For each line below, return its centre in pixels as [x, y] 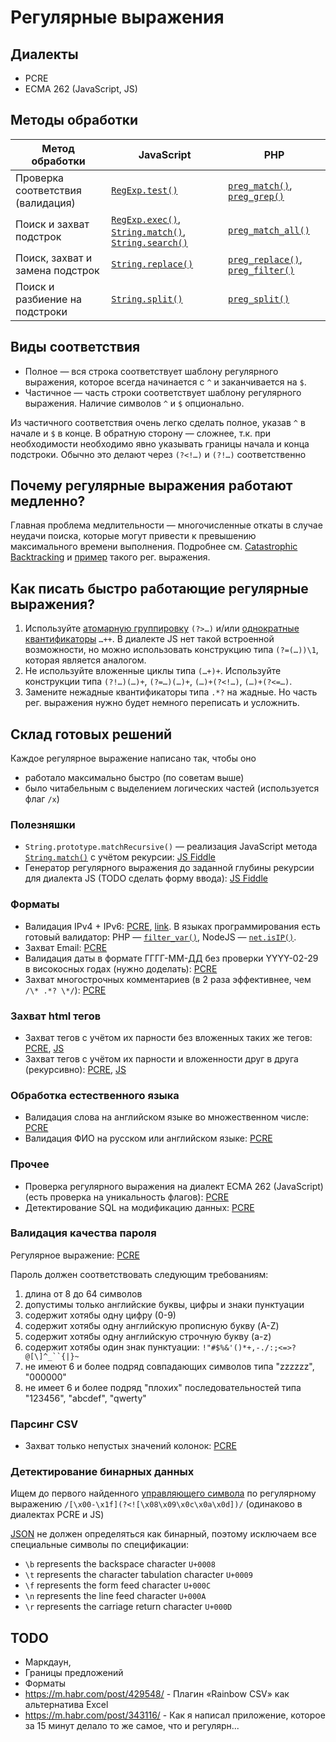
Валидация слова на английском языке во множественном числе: [167, 1117]
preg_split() [258, 299]
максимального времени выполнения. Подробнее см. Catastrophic [154, 547]
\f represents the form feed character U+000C [118, 1585]
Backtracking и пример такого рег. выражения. [110, 557]
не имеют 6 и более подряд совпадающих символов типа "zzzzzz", [169, 1366]
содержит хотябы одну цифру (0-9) [100, 1315]
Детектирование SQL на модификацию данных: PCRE [139, 1207]
